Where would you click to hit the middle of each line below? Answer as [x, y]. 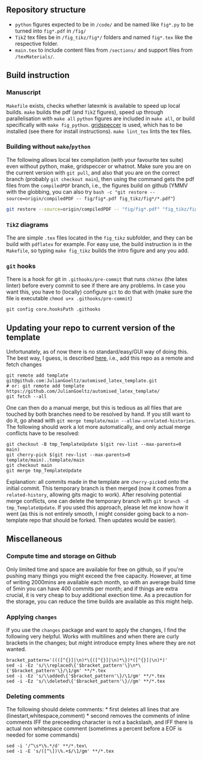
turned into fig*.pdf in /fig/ [50, 31]
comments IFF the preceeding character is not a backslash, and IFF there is [100, 722]
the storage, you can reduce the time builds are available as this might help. [100, 601]
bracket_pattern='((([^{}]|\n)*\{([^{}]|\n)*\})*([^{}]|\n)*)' [87, 660]
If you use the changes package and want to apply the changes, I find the [96, 630]
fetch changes [24, 365]
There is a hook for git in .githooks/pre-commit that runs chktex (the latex [97, 279]
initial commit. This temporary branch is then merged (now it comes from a [99, 488]
